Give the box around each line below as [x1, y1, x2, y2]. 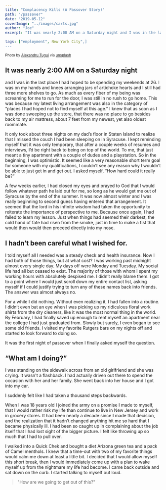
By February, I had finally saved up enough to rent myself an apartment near [5, 314, 161, 320]
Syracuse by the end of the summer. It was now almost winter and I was [5, 193, 152, 199]
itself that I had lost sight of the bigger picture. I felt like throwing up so [5, 429, 149, 435]
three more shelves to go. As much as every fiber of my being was [5, 90, 141, 96]
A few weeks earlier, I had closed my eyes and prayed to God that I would [5, 183, 155, 189]
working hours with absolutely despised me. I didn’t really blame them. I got [5, 273, 159, 279]
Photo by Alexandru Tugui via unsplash [5, 52, 72, 57]
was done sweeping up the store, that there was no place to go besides [5, 111, 151, 117]
